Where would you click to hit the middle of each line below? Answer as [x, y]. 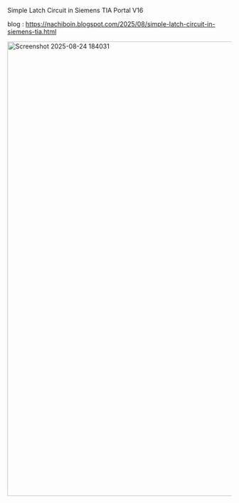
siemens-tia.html [32, 32]
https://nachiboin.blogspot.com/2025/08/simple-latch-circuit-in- [120, 24]
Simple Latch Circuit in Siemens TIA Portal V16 [75, 10]
